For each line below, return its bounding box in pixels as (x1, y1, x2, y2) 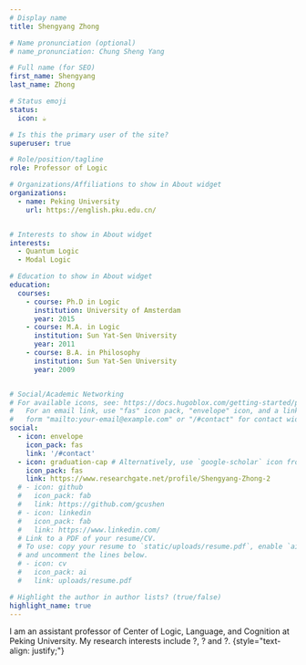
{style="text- (232, 636, 281, 647)
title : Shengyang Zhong (9, 22, 100, 31)
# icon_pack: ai (17, 567, 88, 577)
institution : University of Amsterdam (33, 306, 181, 315)
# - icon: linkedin (17, 508, 92, 517)
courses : (17, 288, 51, 297)
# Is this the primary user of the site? (9, 130, 169, 140)
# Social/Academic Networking (9, 390, 125, 399)
